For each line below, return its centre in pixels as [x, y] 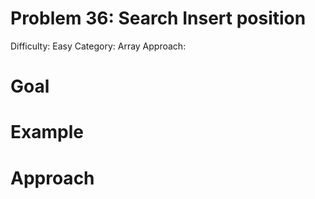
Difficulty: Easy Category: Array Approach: [98, 46]
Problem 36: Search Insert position [158, 18]
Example [47, 132]
